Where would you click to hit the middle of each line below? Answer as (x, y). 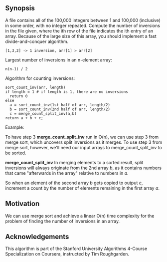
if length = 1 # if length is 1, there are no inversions (67, 92)
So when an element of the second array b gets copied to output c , (74, 183)
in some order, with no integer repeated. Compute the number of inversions (83, 25)
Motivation (22, 204)
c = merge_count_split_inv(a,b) (43, 114)
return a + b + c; (24, 118)
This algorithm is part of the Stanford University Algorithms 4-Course (76, 249)
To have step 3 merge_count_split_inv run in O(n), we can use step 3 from (82, 137)
